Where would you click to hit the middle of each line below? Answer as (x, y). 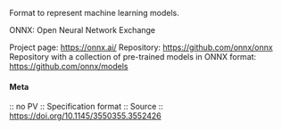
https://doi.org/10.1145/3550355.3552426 (86, 116)
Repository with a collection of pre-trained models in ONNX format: (133, 57)
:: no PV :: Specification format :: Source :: (86, 107)
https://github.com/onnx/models (69, 66)
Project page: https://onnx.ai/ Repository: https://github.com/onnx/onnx (141, 47)
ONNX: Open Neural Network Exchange (83, 30)
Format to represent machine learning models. (95, 13)
